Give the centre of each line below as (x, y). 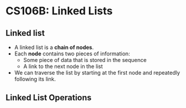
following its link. (35, 79)
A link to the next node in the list (63, 66)
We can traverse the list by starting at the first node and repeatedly (97, 72)
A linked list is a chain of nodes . (54, 47)
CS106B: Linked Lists (59, 11)
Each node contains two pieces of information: (72, 54)
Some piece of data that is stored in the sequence (85, 60)
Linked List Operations (49, 98)
